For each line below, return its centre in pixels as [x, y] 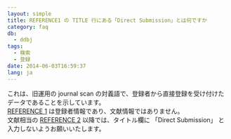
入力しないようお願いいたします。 [56, 128]
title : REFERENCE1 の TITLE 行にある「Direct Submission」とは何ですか [107, 20]
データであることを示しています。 [56, 102]
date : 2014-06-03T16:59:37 [47, 66]
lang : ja [20, 72]
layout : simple [29, 14]
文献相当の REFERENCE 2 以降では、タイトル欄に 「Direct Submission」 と [116, 119]
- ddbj [23, 40]
